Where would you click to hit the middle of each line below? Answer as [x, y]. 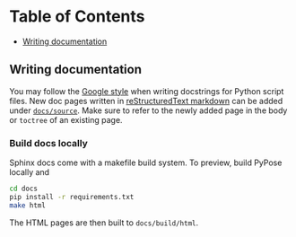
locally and [30, 172]
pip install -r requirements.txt [72, 197]
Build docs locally [48, 143]
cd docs [24, 189]
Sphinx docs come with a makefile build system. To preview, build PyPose [146, 162]
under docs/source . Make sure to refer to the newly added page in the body [148, 110]
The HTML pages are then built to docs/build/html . [104, 223]
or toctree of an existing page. [66, 119]
